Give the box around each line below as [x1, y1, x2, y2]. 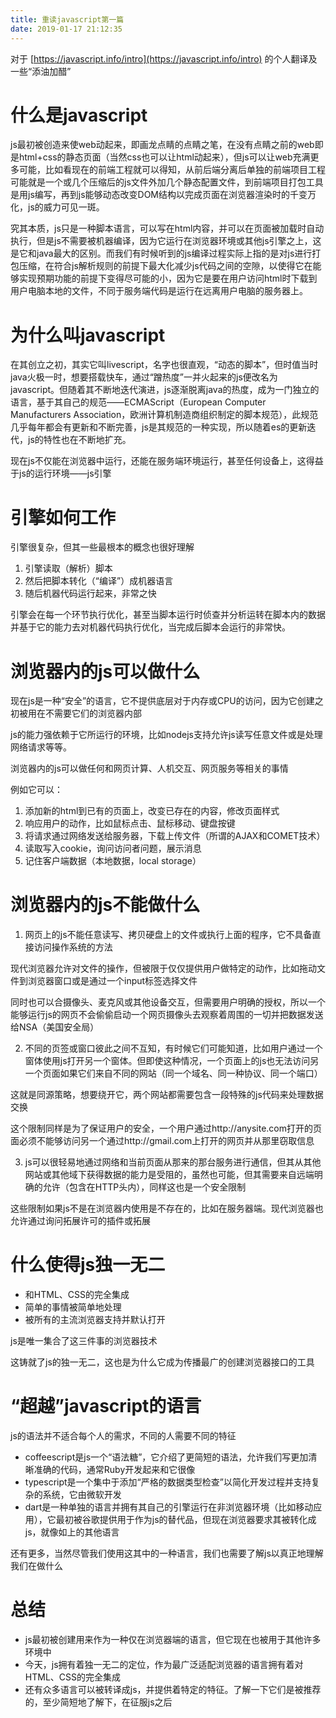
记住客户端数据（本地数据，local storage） [24, 855, 202, 867]
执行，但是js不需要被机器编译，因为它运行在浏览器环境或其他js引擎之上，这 [10, 235, 322, 247]
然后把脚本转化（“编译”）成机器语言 [24, 575, 174, 587]
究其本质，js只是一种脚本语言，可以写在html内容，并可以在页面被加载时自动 [10, 222, 325, 235]
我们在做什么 [10, 1560, 63, 1572]
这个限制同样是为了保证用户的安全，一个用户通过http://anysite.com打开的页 [10, 1122, 323, 1135]
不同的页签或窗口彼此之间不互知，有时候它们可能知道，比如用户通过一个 [24, 1042, 323, 1055]
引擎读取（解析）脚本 [24, 562, 113, 575]
